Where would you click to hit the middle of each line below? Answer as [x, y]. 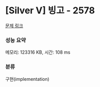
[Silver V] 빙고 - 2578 [50, 10]
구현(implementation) [27, 79]
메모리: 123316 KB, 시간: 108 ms [38, 52]
